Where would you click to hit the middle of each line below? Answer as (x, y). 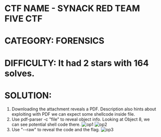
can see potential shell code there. (46, 124)
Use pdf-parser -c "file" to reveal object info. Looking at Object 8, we (80, 119)
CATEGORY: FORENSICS (55, 41)
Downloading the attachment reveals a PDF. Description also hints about (84, 109)
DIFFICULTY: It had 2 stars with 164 (77, 63)
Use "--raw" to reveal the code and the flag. (56, 129)
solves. (20, 73)
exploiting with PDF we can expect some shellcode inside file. (73, 114)
